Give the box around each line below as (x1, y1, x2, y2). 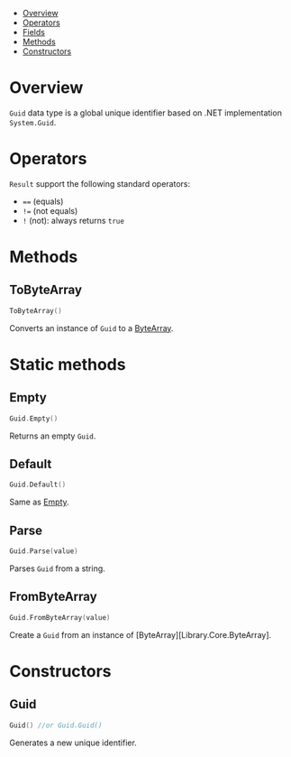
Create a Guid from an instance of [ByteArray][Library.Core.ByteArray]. (9, 629, 272, 640)
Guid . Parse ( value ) (9, 547, 78, 556)
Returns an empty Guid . (9, 430, 96, 441)
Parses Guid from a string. (9, 563, 105, 574)
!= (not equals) (22, 205, 78, 216)
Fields (22, 27, 45, 37)
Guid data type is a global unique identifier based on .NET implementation (9, 107, 282, 118)
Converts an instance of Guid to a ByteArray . (9, 322, 174, 333)
